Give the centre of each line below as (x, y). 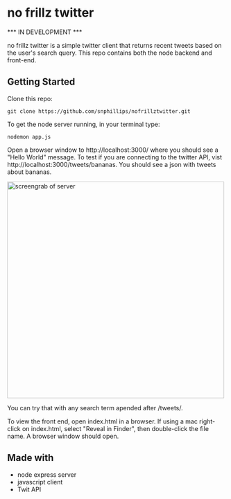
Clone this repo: (30, 98)
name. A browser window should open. (63, 436)
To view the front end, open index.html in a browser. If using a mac (102, 421)
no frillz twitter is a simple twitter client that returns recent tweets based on (114, 45)
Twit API (29, 489)
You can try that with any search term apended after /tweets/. (95, 408)
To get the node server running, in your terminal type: (84, 124)
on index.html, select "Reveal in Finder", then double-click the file (115, 428)
